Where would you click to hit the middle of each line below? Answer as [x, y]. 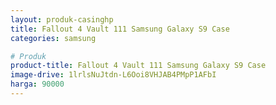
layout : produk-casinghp [62, 19]
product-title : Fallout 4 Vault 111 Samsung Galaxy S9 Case [138, 66]
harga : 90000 [37, 84]
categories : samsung [53, 38]
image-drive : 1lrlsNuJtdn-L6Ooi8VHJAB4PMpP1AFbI [113, 75]
